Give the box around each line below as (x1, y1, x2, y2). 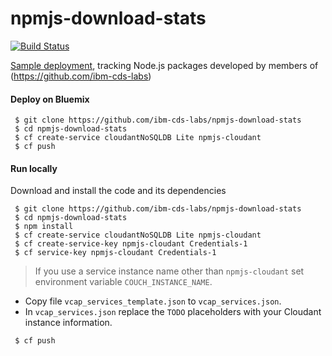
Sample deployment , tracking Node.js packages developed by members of (10, 59, 319, 71)
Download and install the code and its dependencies (10, 185, 227, 197)
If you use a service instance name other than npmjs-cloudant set (34, 265, 305, 277)
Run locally (10, 162, 58, 174)
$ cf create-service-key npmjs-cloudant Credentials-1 (14, 239, 248, 249)
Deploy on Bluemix (10, 93, 90, 105)
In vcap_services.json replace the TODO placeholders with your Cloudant (24, 306, 322, 318)
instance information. (24, 317, 113, 329)
